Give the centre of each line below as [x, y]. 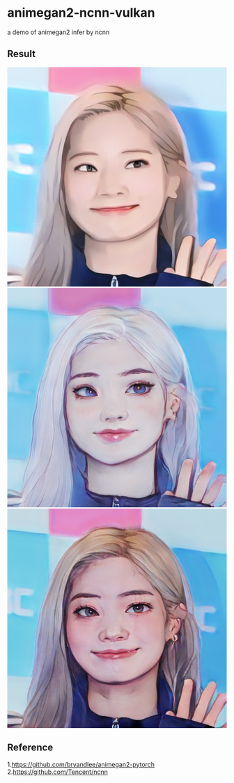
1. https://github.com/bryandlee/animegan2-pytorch [81, 764]
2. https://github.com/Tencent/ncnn [57, 772]
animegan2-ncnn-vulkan [81, 13]
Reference [30, 748]
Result [22, 54]
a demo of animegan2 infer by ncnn [58, 32]
